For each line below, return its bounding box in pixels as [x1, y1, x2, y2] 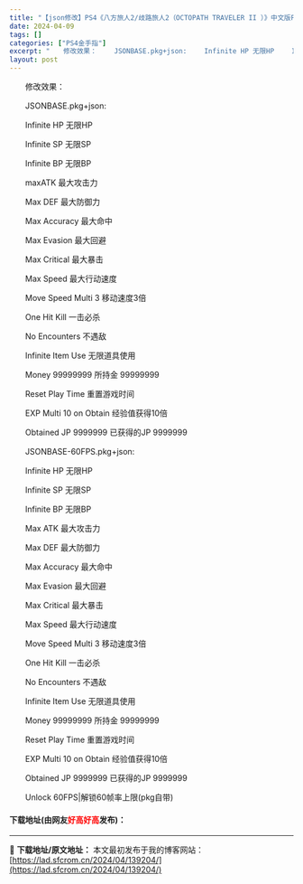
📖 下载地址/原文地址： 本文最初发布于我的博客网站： [9, 844, 205, 855]
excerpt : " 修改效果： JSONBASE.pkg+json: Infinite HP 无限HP [9, 47, 275, 56]
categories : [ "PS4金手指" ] [9, 38, 106, 48]
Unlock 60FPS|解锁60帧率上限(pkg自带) [24, 792, 174, 803]
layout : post [9, 55, 59, 64]
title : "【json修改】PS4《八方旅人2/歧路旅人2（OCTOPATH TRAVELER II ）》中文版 [9, 13, 291, 23]
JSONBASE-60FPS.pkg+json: [24, 447, 135, 456]
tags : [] [9, 30, 42, 39]
